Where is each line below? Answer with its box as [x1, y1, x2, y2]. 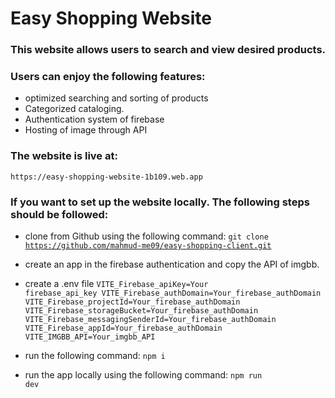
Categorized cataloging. [24, 103, 125, 115]
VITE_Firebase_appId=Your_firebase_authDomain [24, 323, 223, 333]
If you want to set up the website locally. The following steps [10, 195, 310, 209]
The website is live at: [10, 149, 118, 163]
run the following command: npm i [24, 350, 166, 361]
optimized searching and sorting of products [24, 92, 209, 104]
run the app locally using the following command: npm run [24, 369, 263, 381]
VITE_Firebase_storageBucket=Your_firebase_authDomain [24, 306, 259, 316]
